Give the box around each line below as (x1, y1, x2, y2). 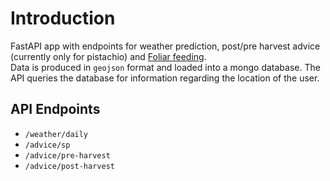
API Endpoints (10, 101, 101, 118)
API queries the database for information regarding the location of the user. (10, 72, 320, 84)
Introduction (10, 7, 116, 30)
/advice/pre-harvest (24, 150, 111, 161)
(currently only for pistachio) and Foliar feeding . (10, 50, 207, 62)
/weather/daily (24, 129, 89, 139)
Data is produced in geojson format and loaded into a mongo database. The (10, 61, 321, 73)
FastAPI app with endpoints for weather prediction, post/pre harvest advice (10, 40, 321, 52)
